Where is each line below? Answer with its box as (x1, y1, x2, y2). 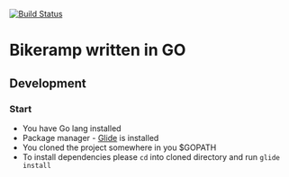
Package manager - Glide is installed (22, 132, 159, 143)
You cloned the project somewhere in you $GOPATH (22, 142, 217, 153)
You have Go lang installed (22, 122, 122, 134)
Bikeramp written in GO (9, 40, 186, 60)
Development (9, 75, 87, 91)
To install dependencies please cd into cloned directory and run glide (22, 151, 281, 162)
